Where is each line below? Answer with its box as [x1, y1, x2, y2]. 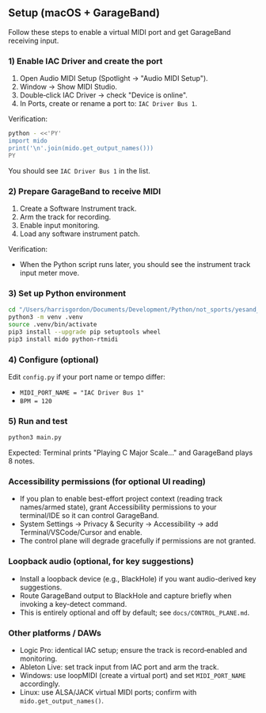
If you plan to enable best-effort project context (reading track [19, 494, 223, 504]
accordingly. [19, 679, 61, 688]
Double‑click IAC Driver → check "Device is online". [19, 90, 188, 100]
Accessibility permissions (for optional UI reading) [8, 475, 206, 486]
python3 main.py [8, 433, 62, 442]
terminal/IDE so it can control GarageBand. [19, 511, 160, 520]
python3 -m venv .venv [8, 313, 83, 322]
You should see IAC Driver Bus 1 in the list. [8, 166, 150, 175]
